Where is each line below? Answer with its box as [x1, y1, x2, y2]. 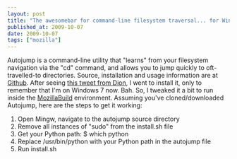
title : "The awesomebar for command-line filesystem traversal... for [7, 17, 219, 24]
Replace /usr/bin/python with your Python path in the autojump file [17, 137, 212, 146]
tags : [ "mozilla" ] [7, 37, 61, 44]
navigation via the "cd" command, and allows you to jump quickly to [7, 64, 205, 72]
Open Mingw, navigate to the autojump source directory [17, 114, 180, 124]
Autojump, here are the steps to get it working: [7, 101, 142, 110]
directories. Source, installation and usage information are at [42, 71, 219, 80]
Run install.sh [17, 145, 57, 153]
